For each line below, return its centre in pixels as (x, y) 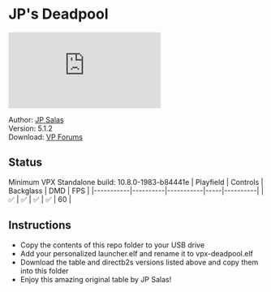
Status (26, 163)
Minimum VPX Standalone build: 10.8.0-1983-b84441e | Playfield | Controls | (136, 182)
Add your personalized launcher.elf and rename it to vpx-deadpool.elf (136, 253)
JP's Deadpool (58, 14)
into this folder (44, 271)
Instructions (40, 225)
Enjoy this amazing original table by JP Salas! (96, 279)
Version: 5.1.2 (30, 128)
